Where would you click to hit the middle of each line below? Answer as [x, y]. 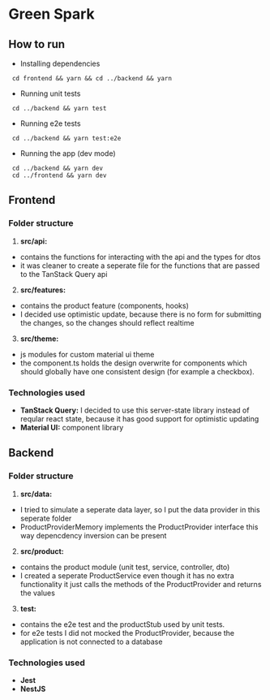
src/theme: [39, 339]
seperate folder [46, 518]
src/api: [34, 241]
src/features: [43, 290]
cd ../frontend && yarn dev [59, 175]
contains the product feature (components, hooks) [104, 305]
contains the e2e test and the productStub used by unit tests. [122, 624]
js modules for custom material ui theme [87, 354]
